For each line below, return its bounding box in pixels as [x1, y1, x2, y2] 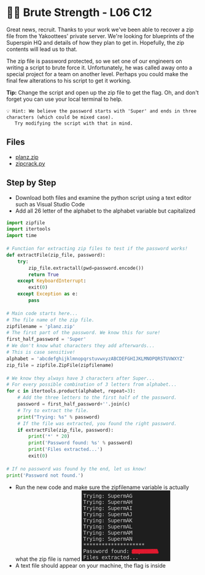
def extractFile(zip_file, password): [6, 252, 106, 258]
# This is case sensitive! [6, 350, 75, 356]
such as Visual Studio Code [15, 200, 85, 208]
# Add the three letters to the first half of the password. [17, 394, 177, 401]
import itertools [6, 226, 51, 232]
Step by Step [6, 178, 56, 188]
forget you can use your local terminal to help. [6, 95, 123, 103]
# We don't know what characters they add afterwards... [6, 343, 155, 349]
